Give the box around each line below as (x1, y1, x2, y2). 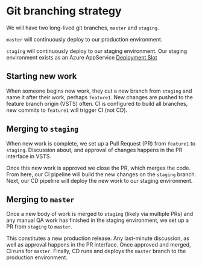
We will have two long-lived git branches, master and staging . (6, 24, 159, 31)
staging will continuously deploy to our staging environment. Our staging (6, 47, 188, 55)
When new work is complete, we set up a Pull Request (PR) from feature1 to (6, 140, 196, 147)
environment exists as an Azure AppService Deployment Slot (6, 54, 158, 61)
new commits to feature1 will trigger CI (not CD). (6, 106, 128, 114)
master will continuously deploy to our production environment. (6, 35, 163, 43)
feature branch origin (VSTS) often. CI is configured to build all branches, (6, 100, 188, 107)
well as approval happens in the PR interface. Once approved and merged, (6, 241, 191, 248)
